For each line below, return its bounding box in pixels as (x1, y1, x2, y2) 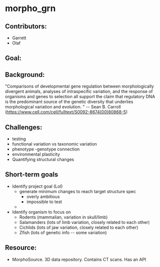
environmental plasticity (12, 151, 60, 157)
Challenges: (5, 123, 43, 131)
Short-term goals (5, 170, 58, 179)
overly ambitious (26, 193, 60, 199)
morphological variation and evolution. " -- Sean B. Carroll (5, 104, 121, 110)
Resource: (5, 244, 37, 252)
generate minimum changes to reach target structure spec (19, 188, 136, 194)
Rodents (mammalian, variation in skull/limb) (19, 214, 108, 220)
